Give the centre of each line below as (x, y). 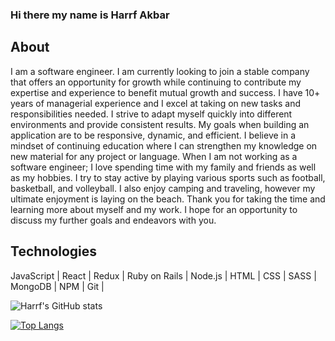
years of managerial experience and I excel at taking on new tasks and (155, 103)
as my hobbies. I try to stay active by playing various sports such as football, (168, 177)
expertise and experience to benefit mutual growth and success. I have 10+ (165, 92)
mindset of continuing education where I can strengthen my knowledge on (164, 145)
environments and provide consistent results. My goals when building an (160, 124)
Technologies (54, 251)
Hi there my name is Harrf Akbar (90, 15)
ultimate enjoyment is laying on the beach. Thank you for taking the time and (168, 199)
